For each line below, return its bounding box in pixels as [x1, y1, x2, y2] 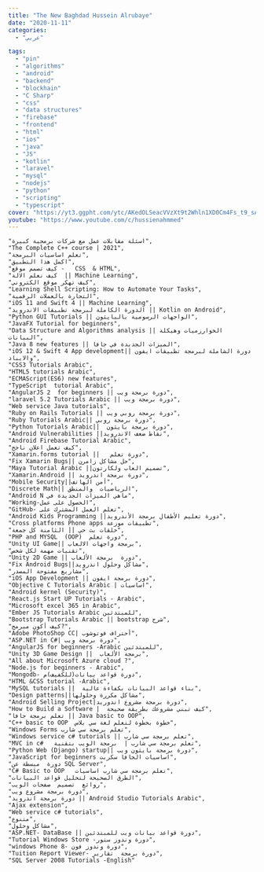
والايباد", [8, 355, 41, 362]
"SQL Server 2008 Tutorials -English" [8, 856, 135, 865]
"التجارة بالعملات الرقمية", [8, 293, 101, 300]
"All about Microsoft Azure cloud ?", [8, 657, 135, 665]
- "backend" [15, 76, 55, 85]
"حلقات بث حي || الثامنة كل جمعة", [8, 526, 125, 535]
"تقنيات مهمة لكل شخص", [8, 547, 86, 555]
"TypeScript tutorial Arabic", [8, 382, 114, 390]
